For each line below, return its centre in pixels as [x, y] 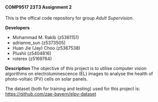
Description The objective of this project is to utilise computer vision [76, 68]
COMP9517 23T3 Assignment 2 [38, 7]
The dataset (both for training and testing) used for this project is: [72, 89]
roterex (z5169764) [32, 59]
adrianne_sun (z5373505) [39, 43]
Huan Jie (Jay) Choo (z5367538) [46, 48]
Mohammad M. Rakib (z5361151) [45, 37]
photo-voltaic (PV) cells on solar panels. [46, 79]
